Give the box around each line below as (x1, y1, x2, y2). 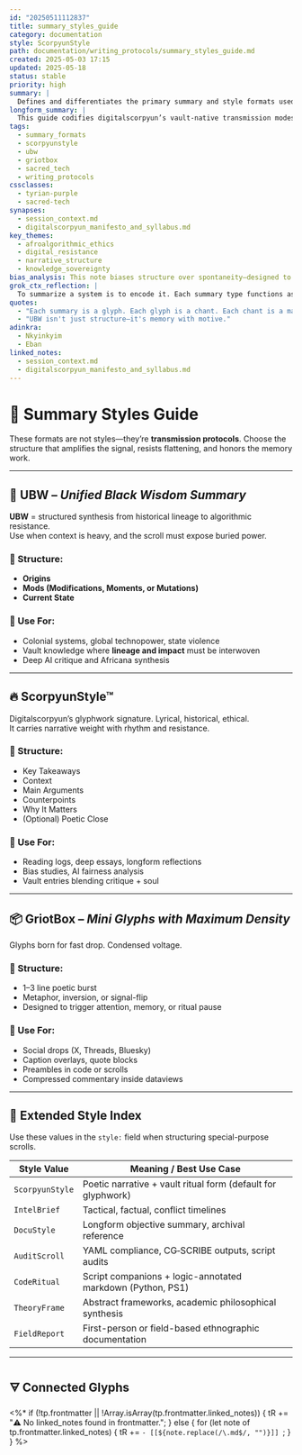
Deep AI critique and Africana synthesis (22, 654, 170, 665)
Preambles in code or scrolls (22, 1064, 129, 1075)
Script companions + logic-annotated (82, 1270, 243, 1283)
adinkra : (9, 323, 42, 332)
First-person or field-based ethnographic (82, 1322, 260, 1334)
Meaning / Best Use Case (129, 1163, 241, 1176)
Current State (22, 592, 75, 604)
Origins (22, 573, 51, 584)
